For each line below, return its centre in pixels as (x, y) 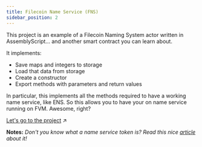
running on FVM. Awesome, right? (49, 108)
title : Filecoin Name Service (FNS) (52, 12)
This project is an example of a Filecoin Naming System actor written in (95, 34)
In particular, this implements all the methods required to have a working (96, 96)
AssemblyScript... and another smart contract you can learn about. (89, 41)
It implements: (24, 53)
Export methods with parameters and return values (78, 84)
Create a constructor (41, 77)
